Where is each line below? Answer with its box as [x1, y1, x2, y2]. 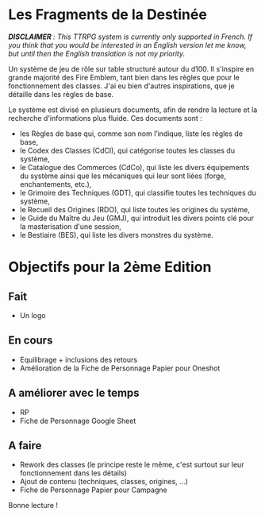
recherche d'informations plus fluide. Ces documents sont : [8, 113, 202, 122]
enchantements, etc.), [19, 179, 92, 188]
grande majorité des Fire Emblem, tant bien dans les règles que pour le [8, 72, 240, 82]
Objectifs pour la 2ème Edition [8, 258, 212, 276]
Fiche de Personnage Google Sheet [19, 416, 136, 425]
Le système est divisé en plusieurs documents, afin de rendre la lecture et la [8, 105, 258, 114]
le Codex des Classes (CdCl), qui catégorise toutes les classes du [19, 145, 236, 155]
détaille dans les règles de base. [8, 89, 113, 99]
